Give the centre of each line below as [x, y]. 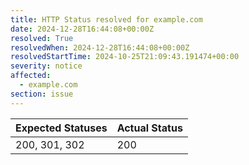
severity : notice [46, 66]
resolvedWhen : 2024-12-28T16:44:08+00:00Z [100, 47]
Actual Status [149, 128]
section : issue [42, 94]
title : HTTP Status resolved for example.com [106, 19]
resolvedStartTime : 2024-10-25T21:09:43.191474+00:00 [125, 57]
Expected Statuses [61, 128]
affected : [31, 76]
